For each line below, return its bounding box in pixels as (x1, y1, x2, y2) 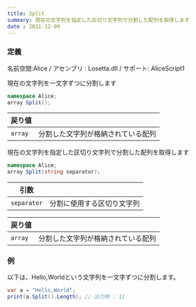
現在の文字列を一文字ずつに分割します (7, 79, 116, 87)
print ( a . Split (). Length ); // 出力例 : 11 (7, 293, 125, 301)
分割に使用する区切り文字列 (49, 198, 140, 208)
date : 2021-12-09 (7, 23, 60, 30)
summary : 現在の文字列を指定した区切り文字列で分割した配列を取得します (7, 17, 190, 24)
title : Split (7, 10, 45, 17)
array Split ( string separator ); (7, 169, 100, 176)
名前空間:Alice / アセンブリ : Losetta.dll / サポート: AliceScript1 (7, 64, 185, 73)
